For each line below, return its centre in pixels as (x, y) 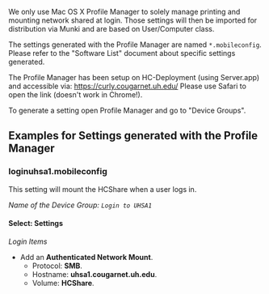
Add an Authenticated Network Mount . (86, 257)
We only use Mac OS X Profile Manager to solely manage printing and (124, 12)
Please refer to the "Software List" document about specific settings (122, 53)
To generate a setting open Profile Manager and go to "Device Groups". (127, 110)
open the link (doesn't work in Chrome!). (76, 95)
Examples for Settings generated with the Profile (133, 136)
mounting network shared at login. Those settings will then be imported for (133, 20)
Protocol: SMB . (57, 266)
